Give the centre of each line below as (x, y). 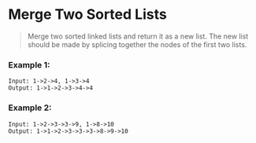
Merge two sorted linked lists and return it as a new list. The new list (138, 36)
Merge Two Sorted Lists (87, 15)
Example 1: (29, 64)
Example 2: (30, 108)
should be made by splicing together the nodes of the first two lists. (137, 44)
